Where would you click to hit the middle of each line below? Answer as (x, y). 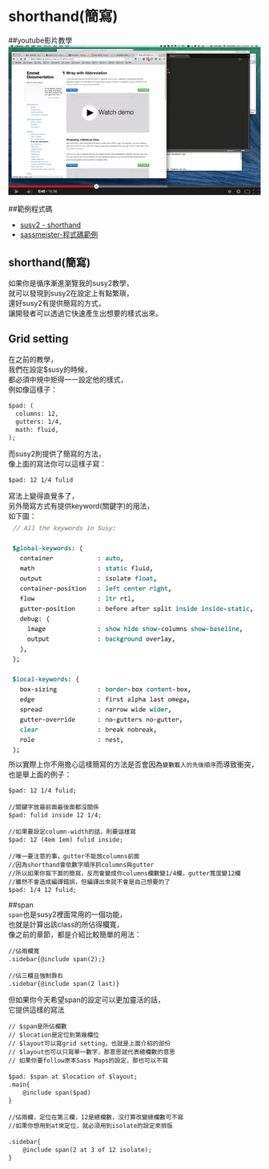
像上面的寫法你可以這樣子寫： (57, 463)
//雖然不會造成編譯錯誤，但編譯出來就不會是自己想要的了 (89, 882)
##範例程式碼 (30, 209)
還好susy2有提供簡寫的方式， (57, 303)
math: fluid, (37, 430)
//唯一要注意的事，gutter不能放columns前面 (74, 857)
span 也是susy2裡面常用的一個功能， (68, 914)
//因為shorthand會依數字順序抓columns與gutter (81, 865)
